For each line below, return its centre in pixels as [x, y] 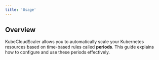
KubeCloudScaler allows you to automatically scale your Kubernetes [75, 42]
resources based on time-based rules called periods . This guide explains [79, 47]
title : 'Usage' [21, 10]
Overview [20, 30]
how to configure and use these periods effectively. [58, 52]
